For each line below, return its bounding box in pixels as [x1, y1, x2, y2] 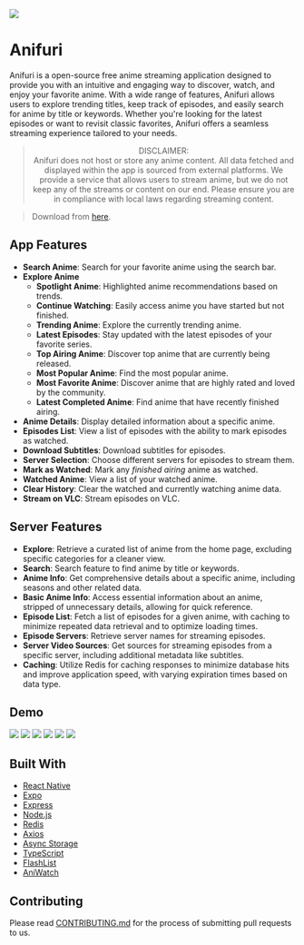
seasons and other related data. [22, 582, 142, 593]
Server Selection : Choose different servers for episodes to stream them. [22, 454, 295, 465]
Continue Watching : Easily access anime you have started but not [35, 300, 285, 310]
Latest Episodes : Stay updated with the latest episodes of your [35, 329, 272, 340]
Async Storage [22, 838, 79, 849]
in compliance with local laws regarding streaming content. [53, 193, 274, 204]
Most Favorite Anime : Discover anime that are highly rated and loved [35, 377, 295, 388]
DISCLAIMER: [138, 145, 190, 156]
